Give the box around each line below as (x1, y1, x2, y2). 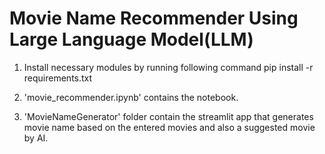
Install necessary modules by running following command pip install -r (23, 61, 314, 73)
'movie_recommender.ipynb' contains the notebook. (23, 91, 239, 103)
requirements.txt (23, 72, 93, 84)
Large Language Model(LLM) (9, 28, 254, 51)
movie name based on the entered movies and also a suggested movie (23, 121, 316, 133)
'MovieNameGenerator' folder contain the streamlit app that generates (23, 110, 314, 122)
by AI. (23, 132, 49, 144)
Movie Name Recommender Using (9, 7, 299, 30)
